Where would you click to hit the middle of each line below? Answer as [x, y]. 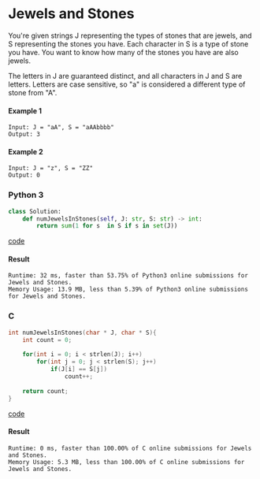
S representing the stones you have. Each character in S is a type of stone [128, 43]
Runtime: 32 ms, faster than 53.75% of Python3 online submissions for [128, 276]
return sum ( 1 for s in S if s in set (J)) [107, 226]
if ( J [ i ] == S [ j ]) [79, 369]
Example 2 [26, 151]
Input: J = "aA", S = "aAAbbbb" [61, 128]
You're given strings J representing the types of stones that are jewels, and [130, 35]
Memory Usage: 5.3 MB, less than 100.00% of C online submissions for [126, 462]
